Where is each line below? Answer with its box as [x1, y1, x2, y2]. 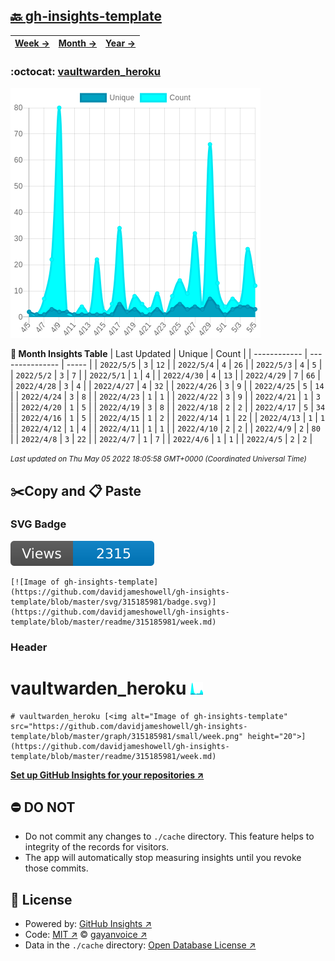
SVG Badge [10, 517, 67, 531]
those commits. [24, 862, 89, 874]
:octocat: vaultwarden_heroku [10, 64, 162, 78]
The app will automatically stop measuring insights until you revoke [24, 852, 302, 864]
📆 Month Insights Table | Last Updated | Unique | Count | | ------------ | [10, 348, 308, 360]
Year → [105, 37, 137, 49]
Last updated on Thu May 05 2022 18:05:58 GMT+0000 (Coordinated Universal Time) [10, 454, 307, 464]
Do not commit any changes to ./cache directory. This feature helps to [24, 830, 315, 843]
